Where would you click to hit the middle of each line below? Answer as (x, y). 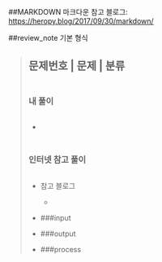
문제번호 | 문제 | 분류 (77, 66)
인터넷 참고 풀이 (57, 159)
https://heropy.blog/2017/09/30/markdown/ (81, 21)
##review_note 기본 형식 (48, 38)
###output (58, 234)
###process (61, 249)
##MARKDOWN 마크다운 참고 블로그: (68, 12)
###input (55, 217)
